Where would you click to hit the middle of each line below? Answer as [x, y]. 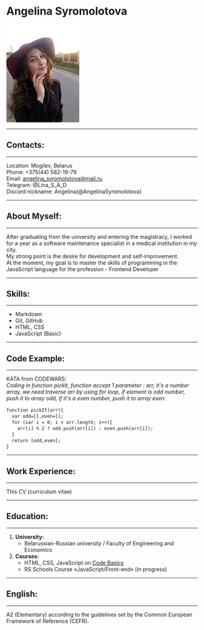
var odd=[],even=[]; [38, 416]
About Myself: [34, 217]
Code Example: [36, 359]
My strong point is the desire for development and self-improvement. [93, 256]
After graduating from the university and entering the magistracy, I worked [99, 236]
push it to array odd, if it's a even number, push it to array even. [86, 398]
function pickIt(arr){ [35, 410]
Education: [27, 516]
